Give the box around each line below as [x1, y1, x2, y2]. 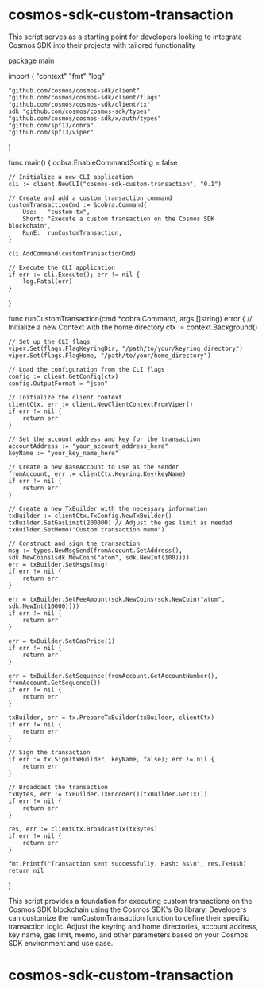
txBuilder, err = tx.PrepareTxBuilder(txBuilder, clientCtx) [8, 714, 215, 722]
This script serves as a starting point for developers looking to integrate [8, 32, 242, 41]
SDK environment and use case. [8, 938, 114, 948]
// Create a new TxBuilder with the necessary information [8, 504, 208, 512]
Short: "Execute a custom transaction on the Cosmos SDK [22, 215, 215, 223]
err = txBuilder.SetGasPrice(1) [8, 637, 115, 645]
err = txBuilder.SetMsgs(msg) [8, 560, 109, 568]
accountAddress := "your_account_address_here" [8, 442, 169, 450]
